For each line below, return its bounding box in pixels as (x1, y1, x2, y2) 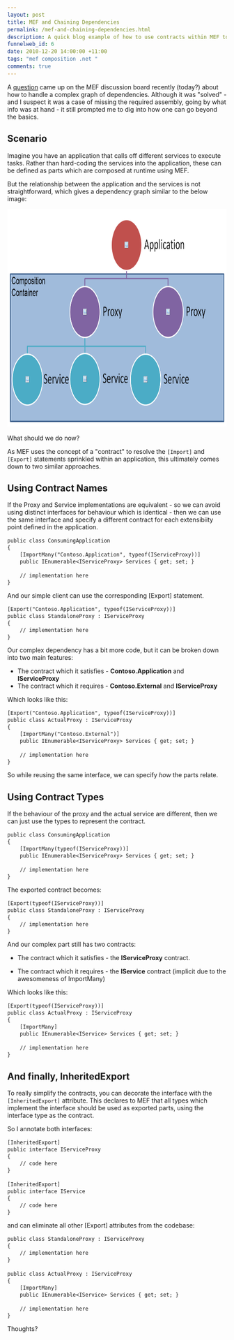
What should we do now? (7, 434, 80, 442)
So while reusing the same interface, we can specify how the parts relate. (7, 771, 218, 779)
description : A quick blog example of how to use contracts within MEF (7, 34, 219, 41)
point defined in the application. (7, 523, 99, 531)
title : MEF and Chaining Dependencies (7, 18, 120, 26)
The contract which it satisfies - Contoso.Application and (17, 667, 185, 675)
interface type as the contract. (7, 1111, 95, 1119)
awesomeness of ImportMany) (17, 975, 106, 983)
